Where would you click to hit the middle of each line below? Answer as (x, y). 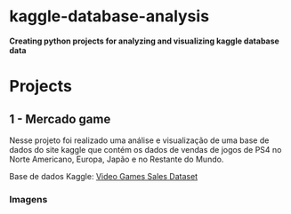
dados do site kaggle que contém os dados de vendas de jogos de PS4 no (145, 149)
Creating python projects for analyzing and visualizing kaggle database (145, 41)
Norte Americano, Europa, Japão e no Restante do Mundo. (117, 159)
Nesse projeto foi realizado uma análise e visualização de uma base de (139, 140)
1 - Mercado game (60, 119)
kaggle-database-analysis (109, 16)
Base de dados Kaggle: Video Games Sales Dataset (104, 176)
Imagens (28, 199)
